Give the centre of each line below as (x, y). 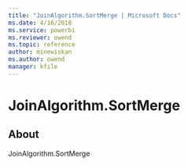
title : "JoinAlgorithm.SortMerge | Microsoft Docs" (94, 15)
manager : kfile (33, 67)
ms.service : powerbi (42, 30)
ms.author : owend (37, 60)
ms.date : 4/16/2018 (40, 23)
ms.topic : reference (42, 45)
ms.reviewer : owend (40, 37)
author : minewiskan (40, 52)
